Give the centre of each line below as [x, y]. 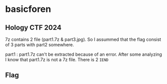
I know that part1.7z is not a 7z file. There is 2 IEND [57, 60]
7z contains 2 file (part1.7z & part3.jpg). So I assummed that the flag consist [83, 39]
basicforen [28, 9]
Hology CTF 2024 [33, 28]
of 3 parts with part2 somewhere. [39, 45]
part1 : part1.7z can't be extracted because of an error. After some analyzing [84, 54]
